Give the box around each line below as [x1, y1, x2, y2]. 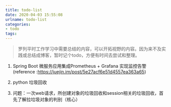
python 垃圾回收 [12, 79, 47, 85]
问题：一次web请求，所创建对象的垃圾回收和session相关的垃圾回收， [12, 90, 160, 96]
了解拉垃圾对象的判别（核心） [17, 96, 80, 102]
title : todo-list [5, 7, 42, 13]
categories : [5, 21, 31, 27]
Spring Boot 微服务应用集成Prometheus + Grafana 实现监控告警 [12, 63, 147, 69]
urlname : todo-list [5, 17, 47, 22]
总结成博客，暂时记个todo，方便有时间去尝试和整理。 [27, 52, 140, 58]
